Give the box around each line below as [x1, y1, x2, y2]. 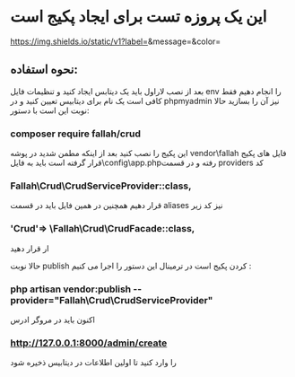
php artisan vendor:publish [10, 283, 132, 295]
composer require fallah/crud [10, 127, 142, 140]
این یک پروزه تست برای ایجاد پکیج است [10, 6, 267, 27]
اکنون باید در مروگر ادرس [10, 314, 95, 325]
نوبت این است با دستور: [10, 105, 90, 116]
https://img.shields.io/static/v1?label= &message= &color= [10, 36, 221, 47]
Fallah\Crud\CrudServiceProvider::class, [10, 180, 192, 192]
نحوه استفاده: [10, 62, 79, 77]
